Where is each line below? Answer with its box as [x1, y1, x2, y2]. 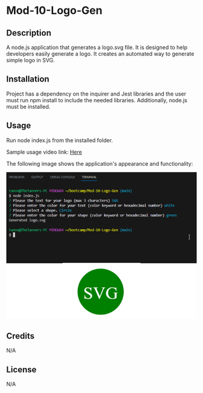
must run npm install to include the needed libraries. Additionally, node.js [6, 96, 187, 103]
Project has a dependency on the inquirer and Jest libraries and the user [6, 90, 187, 97]
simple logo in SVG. [6, 57, 56, 63]
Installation [6, 74, 50, 85]
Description [6, 28, 51, 38]
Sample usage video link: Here [6, 148, 83, 155]
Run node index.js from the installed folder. [6, 137, 113, 144]
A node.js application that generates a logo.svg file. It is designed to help [6, 44, 188, 51]
